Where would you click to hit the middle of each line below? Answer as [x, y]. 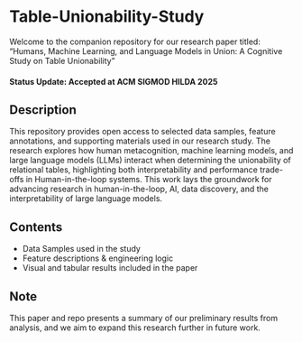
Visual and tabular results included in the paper [110, 268]
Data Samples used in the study [82, 249]
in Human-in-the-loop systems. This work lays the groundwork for [149, 180]
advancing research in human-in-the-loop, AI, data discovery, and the [139, 189]
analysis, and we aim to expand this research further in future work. [135, 328]
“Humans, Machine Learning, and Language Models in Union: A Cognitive [146, 51]
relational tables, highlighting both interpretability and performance [134, 170]
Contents [36, 227]
